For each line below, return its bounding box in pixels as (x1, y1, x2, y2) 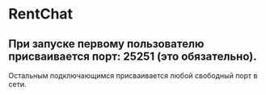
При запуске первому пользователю (8, 37, 205, 51)
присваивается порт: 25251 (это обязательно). (8, 49, 257, 63)
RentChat (8, 5, 74, 23)
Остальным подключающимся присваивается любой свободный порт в (8, 71, 258, 81)
